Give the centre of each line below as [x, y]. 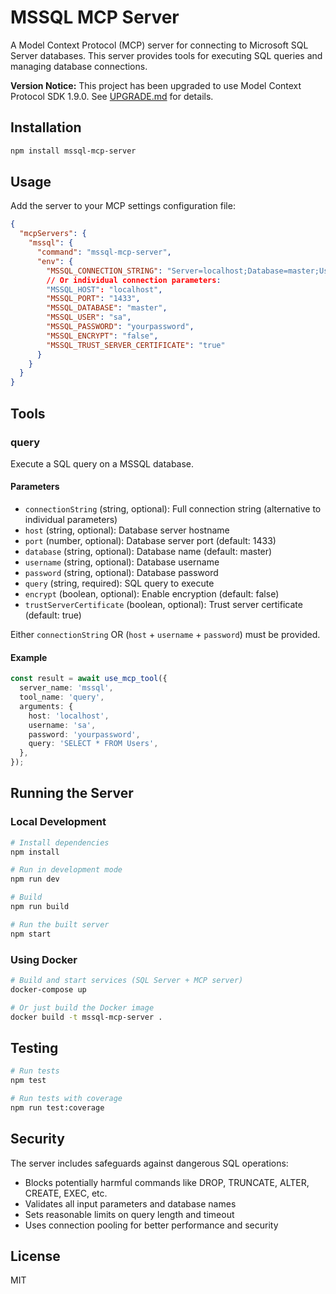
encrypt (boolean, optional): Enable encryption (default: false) [152, 594]
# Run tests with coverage [66, 1099]
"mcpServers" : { [53, 234]
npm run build [40, 907]
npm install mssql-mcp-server [73, 151]
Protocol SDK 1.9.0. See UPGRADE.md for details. [112, 96]
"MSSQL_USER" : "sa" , [89, 317]
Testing [34, 1047]
